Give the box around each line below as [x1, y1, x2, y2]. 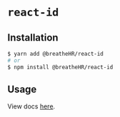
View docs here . [7, 102, 56, 111]
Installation [7, 31, 59, 44]
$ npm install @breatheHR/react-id [7, 63, 114, 71]
